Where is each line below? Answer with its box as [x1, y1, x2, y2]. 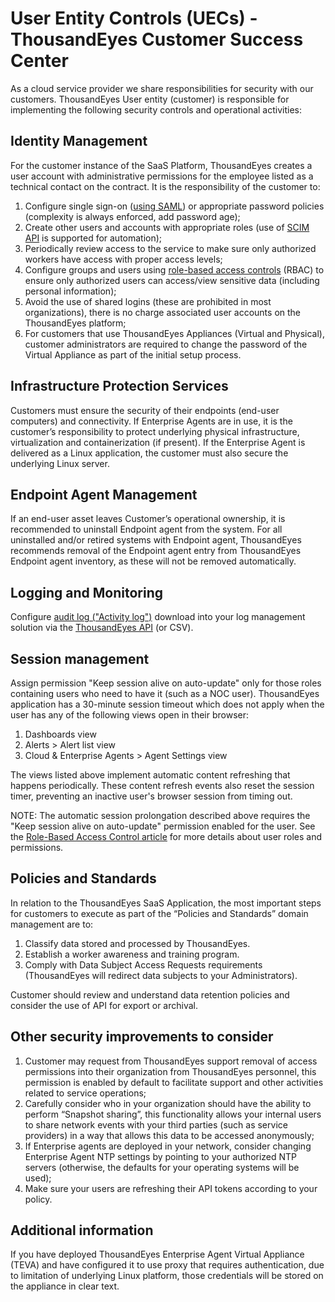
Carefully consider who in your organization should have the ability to [24, 1097, 312, 1109]
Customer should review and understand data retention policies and [10, 988, 290, 1001]
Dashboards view [24, 728, 97, 740]
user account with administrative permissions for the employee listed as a [10, 170, 314, 182]
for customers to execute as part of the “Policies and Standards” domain [10, 907, 309, 919]
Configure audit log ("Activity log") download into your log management [10, 611, 306, 623]
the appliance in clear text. [10, 1280, 120, 1292]
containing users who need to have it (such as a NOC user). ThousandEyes [10, 688, 320, 699]
